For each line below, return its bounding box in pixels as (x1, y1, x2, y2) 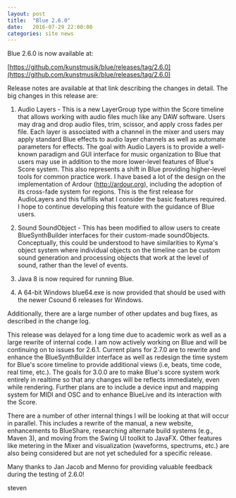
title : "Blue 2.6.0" (7, 17, 71, 24)
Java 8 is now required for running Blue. (17, 275, 134, 283)
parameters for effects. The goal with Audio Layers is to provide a (17, 142, 209, 151)
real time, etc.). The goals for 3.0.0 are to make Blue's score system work (7, 368, 220, 377)
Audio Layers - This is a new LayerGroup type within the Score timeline (17, 105, 224, 113)
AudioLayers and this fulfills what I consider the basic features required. (17, 195, 227, 204)
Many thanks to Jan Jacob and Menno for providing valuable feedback (7, 463, 213, 471)
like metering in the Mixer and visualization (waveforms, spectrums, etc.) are (7, 442, 230, 450)
